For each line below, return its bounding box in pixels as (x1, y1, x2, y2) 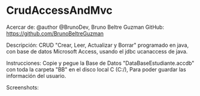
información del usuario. (6, 72, 66, 79)
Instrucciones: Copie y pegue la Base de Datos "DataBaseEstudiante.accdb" (6, 59, 195, 67)
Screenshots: (6, 83, 39, 91)
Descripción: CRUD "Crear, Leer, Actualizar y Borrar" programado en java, (6, 41, 189, 49)
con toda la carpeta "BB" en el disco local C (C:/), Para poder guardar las (6, 65, 187, 73)
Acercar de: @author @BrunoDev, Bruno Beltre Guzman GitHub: (6, 23, 165, 31)
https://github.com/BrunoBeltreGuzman (6, 29, 104, 37)
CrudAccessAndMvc (6, 4, 113, 17)
